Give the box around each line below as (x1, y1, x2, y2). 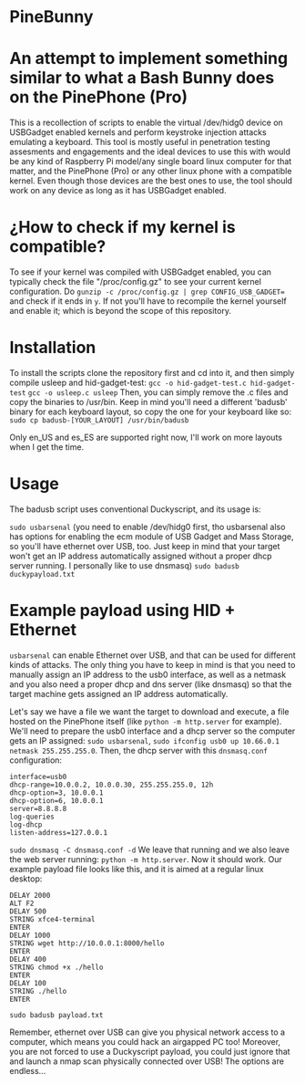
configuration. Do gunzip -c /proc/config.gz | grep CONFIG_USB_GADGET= (9, 286, 285, 297)
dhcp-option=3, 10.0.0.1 (9, 787, 104, 797)
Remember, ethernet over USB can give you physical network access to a (9, 1027, 285, 1037)
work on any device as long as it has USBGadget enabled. (9, 185, 227, 196)
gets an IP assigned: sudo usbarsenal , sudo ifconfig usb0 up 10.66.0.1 (9, 735, 280, 745)
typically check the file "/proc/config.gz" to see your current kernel (9, 276, 262, 287)
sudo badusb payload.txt (9, 1010, 104, 1019)
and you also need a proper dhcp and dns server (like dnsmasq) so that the (9, 678, 292, 690)
